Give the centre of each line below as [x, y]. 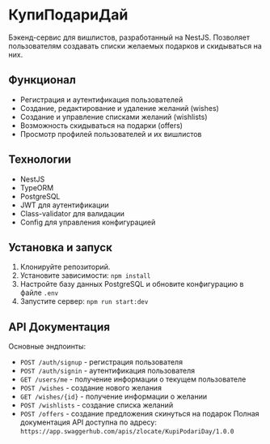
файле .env [39, 292]
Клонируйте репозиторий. [65, 267]
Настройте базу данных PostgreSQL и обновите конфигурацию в [132, 284]
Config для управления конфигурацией [88, 222]
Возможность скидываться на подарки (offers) [101, 125]
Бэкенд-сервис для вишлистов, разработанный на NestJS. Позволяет [129, 37]
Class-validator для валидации [72, 213]
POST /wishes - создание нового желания [91, 388]
